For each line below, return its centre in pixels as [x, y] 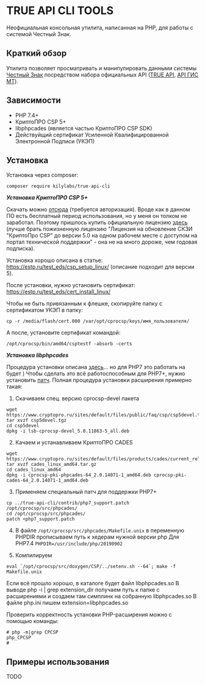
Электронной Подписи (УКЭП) [55, 141]
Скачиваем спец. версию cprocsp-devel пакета [77, 399]
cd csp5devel [23, 426]
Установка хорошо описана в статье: [55, 260]
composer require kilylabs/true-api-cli [59, 186]
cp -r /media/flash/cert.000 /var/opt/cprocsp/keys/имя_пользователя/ [98, 321]
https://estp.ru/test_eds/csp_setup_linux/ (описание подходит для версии [101, 267]
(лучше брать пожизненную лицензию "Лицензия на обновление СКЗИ [99, 229]
